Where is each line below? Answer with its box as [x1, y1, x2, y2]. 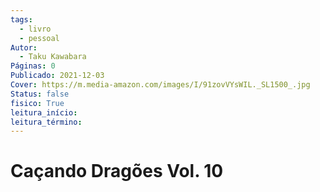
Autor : [10, 42, 38, 53]
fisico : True [10, 98, 65, 108]
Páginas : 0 [10, 61, 56, 71]
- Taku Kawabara [19, 52, 87, 62]
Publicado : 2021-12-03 [10, 71, 105, 81]
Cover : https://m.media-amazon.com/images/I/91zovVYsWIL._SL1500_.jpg [10, 80, 311, 90]
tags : [10, 14, 33, 25]
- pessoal [19, 33, 60, 43]
